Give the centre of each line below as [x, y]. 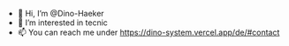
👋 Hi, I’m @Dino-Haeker [61, 13]
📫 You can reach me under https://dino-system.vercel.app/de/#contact [148, 32]
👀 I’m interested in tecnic [63, 23]
